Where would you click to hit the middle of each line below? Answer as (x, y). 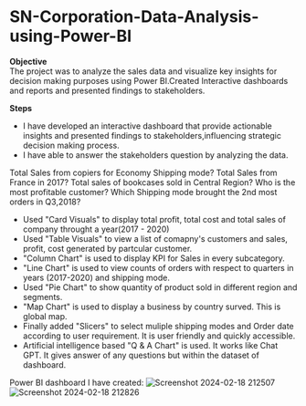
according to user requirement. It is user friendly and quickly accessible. (159, 336)
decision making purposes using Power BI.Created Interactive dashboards (149, 80)
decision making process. (71, 145)
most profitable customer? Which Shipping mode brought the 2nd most (143, 192)
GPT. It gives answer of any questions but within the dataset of (141, 355)
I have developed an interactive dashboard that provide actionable (147, 126)
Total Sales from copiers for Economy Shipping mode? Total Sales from (143, 172)
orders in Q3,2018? (45, 202)
